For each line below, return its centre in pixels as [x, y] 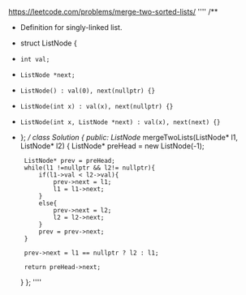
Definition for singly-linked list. [71, 27]
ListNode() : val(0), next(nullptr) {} [88, 91]
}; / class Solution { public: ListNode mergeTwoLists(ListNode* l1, [129, 137]
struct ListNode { [48, 43]
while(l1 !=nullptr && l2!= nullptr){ [90, 168]
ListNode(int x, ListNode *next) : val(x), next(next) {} [120, 122]
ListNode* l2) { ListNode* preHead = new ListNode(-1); [112, 146]
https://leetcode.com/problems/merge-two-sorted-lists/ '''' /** [113, 12]
